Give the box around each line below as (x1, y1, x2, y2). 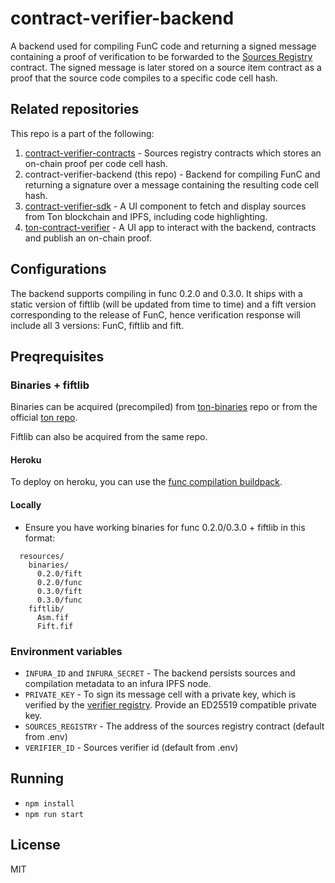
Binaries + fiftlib (10, 378, 90, 392)
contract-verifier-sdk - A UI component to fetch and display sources (24, 200, 307, 212)
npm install (24, 798, 75, 809)
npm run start (24, 809, 84, 819)
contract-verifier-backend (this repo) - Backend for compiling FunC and (24, 168, 321, 180)
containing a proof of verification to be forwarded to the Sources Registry (10, 50, 313, 62)
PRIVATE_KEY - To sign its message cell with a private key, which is (24, 688, 297, 700)
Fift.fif (36, 621, 74, 631)
